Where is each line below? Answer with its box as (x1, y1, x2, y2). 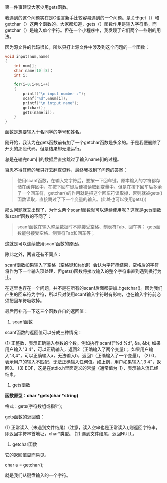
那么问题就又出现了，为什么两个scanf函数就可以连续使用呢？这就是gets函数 (5, 207, 161, 213)
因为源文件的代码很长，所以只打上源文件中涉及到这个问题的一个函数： (5, 44, 150, 50)
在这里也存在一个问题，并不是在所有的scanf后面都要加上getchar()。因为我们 (5, 285, 163, 291)
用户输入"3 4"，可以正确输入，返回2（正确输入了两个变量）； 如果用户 (5, 346, 149, 352)
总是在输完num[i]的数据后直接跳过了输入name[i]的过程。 (5, 156, 122, 162)
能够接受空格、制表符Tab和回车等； (21, 230, 96, 236)
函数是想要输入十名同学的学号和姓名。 (5, 129, 84, 135)
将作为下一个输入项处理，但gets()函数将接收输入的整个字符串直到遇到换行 (5, 268, 157, 274)
